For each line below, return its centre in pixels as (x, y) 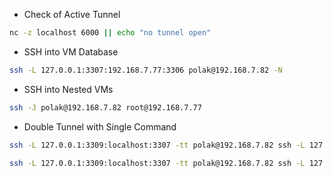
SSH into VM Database (71, 51)
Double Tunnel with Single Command (100, 126)
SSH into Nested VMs (68, 89)
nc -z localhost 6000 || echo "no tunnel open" (110, 33)
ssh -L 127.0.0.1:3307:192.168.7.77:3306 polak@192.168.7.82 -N (146, 70)
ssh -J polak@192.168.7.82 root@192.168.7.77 (105, 107)
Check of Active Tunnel (72, 14)
